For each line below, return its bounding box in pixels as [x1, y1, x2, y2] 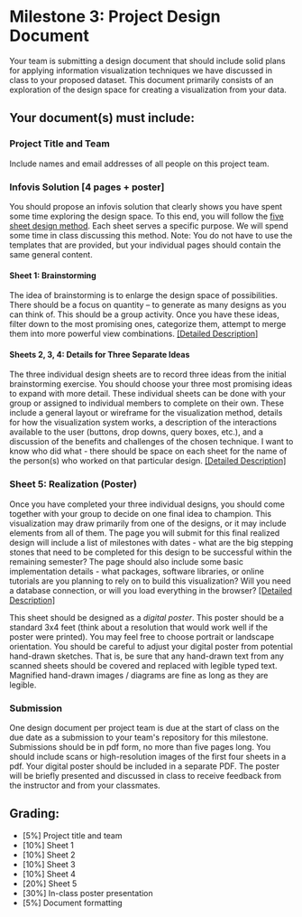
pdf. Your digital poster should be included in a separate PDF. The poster [9, 761, 279, 772]
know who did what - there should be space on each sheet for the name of [9, 445, 288, 457]
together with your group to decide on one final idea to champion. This [9, 508, 272, 519]
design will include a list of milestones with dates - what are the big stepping [9, 537, 294, 547]
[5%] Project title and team [22, 829, 123, 841]
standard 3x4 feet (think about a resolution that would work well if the [9, 622, 269, 632]
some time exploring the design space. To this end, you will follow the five [9, 211, 284, 221]
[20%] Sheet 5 [22, 878, 78, 889]
